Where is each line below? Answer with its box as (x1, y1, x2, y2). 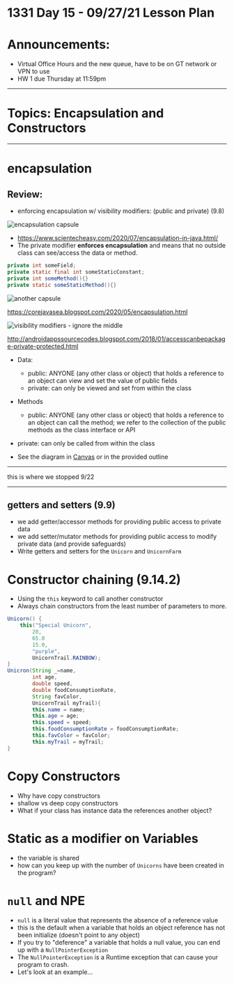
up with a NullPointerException (17, 945, 109, 954)
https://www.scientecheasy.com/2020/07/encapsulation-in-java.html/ (17, 234, 219, 242)
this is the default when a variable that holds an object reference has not (17, 923, 226, 931)
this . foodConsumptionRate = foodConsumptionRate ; (32, 725, 179, 732)
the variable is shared (17, 854, 80, 862)
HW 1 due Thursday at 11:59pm (17, 74, 107, 83)
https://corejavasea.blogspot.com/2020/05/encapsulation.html (7, 308, 188, 316)
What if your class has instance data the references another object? (17, 806, 212, 815)
